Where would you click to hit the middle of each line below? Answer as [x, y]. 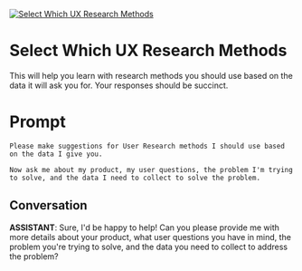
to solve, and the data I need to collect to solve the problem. [135, 178]
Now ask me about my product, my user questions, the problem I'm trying [151, 169]
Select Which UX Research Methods [148, 51]
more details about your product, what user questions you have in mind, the [151, 237]
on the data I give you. [56, 154]
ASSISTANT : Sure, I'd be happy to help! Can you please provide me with [145, 227]
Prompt [38, 122]
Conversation [48, 205]
